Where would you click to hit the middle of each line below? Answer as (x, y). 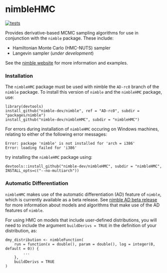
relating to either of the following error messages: (56, 134)
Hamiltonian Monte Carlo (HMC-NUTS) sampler (61, 48)
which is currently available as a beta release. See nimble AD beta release (81, 199)
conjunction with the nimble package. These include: (59, 38)
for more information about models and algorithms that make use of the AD (82, 205)
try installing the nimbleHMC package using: (49, 157)
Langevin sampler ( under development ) (53, 53)
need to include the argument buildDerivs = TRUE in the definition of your (81, 225)
